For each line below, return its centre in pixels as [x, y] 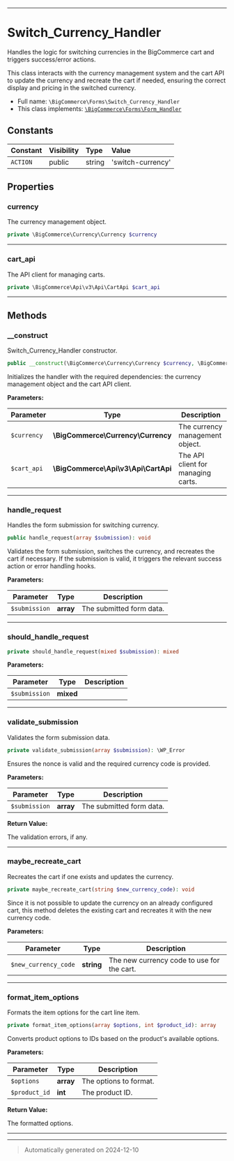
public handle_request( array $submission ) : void [79, 538]
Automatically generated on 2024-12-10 [81, 1150]
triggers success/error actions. [52, 59]
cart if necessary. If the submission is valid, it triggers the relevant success [115, 559]
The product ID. [107, 1092]
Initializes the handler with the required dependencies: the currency [104, 377]
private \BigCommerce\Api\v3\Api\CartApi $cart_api [84, 287]
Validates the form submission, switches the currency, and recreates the [111, 552]
